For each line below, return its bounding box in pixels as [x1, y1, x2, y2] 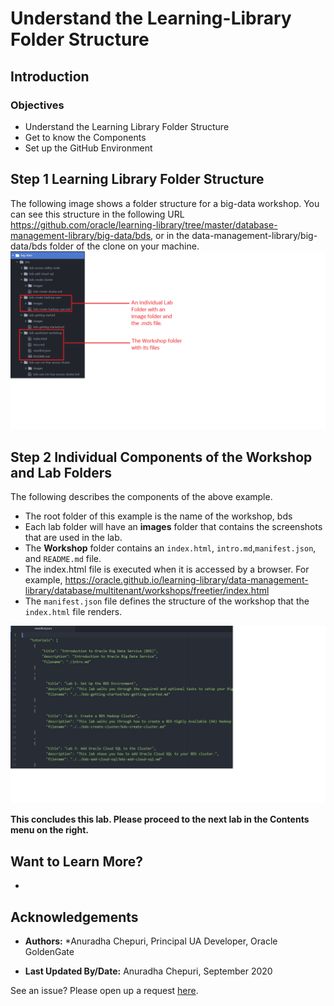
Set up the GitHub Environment [24, 142, 153, 154]
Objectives [10, 98, 65, 112]
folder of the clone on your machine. [49, 240, 200, 252]
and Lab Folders [10, 464, 113, 481]
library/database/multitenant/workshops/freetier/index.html [24, 584, 270, 596]
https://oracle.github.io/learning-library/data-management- [64, 573, 309, 586]
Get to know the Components [24, 131, 147, 143]
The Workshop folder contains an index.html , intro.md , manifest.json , [24, 542, 317, 554]
